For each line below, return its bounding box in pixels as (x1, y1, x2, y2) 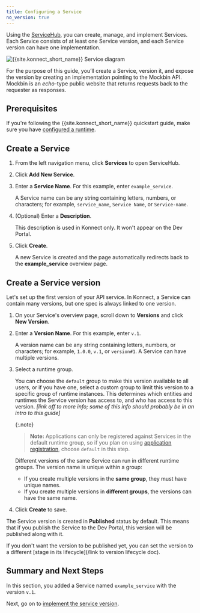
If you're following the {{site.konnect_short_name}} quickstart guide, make (6, 120, 190, 127)
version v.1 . (6, 588, 36, 596)
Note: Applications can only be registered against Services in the (29, 433, 191, 440)
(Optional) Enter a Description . (14, 212, 92, 220)
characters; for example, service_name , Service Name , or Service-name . (14, 201, 188, 208)
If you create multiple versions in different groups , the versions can (23, 488, 192, 495)
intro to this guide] (14, 409, 61, 416)
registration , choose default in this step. (29, 445, 130, 452)
